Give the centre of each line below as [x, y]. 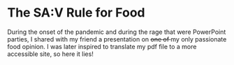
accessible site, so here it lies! [51, 54]
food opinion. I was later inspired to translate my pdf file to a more [102, 46]
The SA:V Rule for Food [76, 13]
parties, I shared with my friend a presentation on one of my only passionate [117, 39]
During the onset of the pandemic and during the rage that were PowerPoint [117, 32]
